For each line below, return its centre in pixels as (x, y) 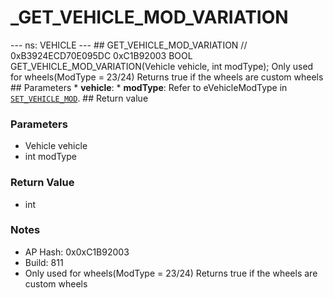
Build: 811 (44, 262)
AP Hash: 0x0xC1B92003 (77, 252)
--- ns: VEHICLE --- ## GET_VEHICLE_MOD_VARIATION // (129, 45)
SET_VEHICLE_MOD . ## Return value (79, 98)
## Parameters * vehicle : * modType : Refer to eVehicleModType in (149, 87)
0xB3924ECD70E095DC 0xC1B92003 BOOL (101, 55)
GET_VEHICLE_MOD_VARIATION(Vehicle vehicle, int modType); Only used (162, 66)
